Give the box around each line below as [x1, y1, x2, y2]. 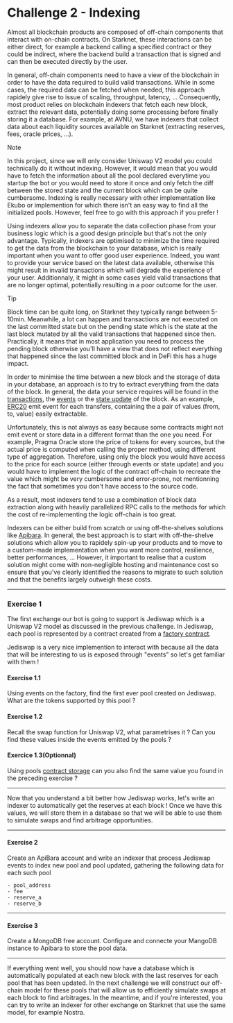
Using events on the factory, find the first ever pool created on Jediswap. [7, 689, 216, 697]
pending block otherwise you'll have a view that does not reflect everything [7, 344, 223, 353]
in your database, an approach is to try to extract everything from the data [7, 380, 219, 388]
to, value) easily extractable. [7, 409, 88, 418]
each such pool [7, 869, 52, 877]
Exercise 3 [7, 921, 38, 929]
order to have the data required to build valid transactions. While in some [7, 78, 215, 86]
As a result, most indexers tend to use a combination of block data [7, 495, 197, 504]
